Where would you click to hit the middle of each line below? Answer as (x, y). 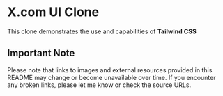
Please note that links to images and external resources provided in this (110, 70)
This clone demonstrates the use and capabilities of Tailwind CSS (102, 31)
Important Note (41, 53)
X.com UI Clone (53, 12)
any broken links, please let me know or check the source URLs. (99, 85)
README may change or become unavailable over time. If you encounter (111, 77)
